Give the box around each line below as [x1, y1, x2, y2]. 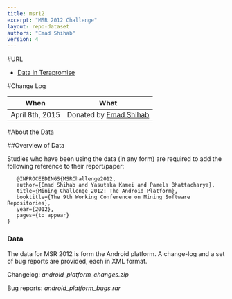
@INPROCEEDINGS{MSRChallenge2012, [16, 176, 116, 182]
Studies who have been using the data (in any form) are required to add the [7, 155, 222, 163]
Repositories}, [7, 200, 51, 207]
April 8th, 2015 [10, 110, 61, 120]
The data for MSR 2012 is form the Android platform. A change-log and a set [7, 250, 225, 258]
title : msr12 [7, 10, 45, 17]
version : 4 [7, 36, 39, 43]
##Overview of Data [7, 142, 65, 150]
